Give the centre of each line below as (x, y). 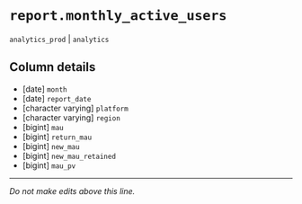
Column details (53, 67)
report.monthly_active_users (118, 16)
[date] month (44, 89)
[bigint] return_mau (57, 137)
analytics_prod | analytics (59, 39)
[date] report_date (57, 98)
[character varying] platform (75, 108)
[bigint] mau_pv (49, 165)
